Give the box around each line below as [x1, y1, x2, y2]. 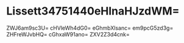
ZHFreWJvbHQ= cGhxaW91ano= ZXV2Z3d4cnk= [6, 30, 130, 38]
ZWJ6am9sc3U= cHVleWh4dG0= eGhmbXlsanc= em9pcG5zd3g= [6, 24, 174, 31]
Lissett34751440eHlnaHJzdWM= [6, 4, 180, 18]
